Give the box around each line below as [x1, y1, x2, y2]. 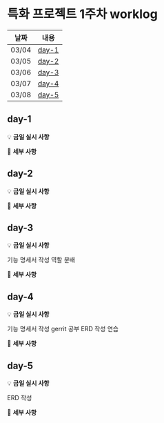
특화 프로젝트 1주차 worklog [7, 6, 158, 22]
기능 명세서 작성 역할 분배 [7, 256, 76, 264]
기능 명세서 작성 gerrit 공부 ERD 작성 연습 [7, 325, 119, 333]
